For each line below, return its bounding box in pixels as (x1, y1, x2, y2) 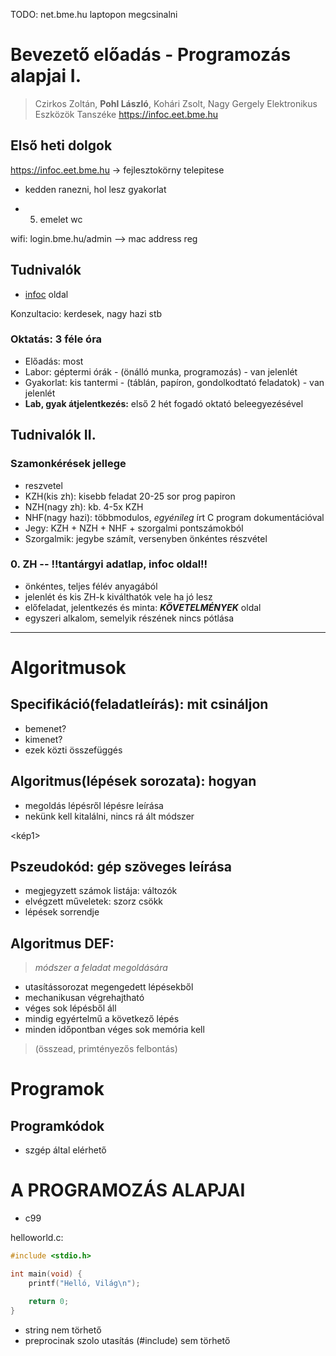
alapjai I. (10, 65, 82, 88)
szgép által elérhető (24, 1144, 107, 1156)
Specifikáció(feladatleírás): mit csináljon (10, 696, 269, 713)
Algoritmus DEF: (10, 935, 115, 952)
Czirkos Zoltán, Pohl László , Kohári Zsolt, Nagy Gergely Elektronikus (34, 97, 318, 109)
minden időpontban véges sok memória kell (24, 1024, 205, 1036)
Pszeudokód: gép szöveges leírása (10, 859, 232, 876)
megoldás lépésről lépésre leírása (24, 799, 164, 811)
